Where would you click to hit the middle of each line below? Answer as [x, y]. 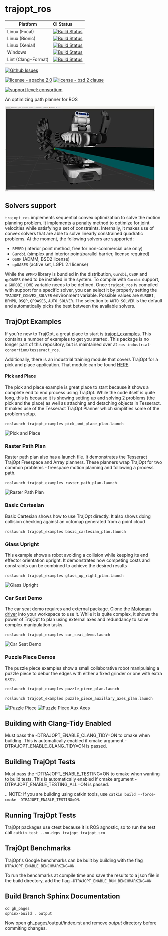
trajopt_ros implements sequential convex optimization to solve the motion [83, 218]
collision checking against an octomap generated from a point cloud [75, 521]
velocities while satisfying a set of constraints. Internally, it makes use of [80, 228]
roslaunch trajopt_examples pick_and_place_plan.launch [64, 424]
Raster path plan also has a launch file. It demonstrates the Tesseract [76, 457]
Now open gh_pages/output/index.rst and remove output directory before [81, 923]
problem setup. [21, 414]
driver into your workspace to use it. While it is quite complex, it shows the [82, 614]
